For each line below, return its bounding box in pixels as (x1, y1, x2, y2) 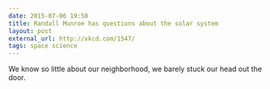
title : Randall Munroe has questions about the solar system (8, 19, 219, 28)
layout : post (8, 27, 53, 35)
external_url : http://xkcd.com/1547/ (8, 34, 136, 43)
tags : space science (8, 42, 78, 50)
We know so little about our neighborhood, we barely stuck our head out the (8, 64, 263, 74)
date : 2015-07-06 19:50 (8, 11, 89, 20)
